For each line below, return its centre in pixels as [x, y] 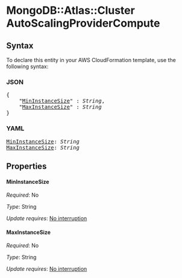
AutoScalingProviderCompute [83, 23]
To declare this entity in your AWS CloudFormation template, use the [91, 60]
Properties [27, 166]
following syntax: [27, 66]
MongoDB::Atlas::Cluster [71, 11]
